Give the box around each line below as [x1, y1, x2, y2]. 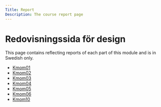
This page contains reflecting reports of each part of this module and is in [5, 50, 157, 56]
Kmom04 [12, 81, 32, 87]
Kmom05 [12, 86, 31, 92]
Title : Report [5, 7, 35, 12]
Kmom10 [12, 97, 31, 103]
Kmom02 [12, 70, 31, 76]
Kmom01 [12, 65, 31, 71]
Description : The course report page [5, 12, 83, 17]
